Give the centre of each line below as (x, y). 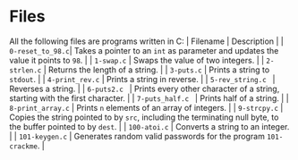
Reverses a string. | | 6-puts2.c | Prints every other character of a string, (145, 88)
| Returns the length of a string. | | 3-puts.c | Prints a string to (157, 70)
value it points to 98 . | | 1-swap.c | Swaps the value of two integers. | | (137, 60)
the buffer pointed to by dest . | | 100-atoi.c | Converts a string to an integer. (149, 126)
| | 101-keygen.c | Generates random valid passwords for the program (137, 136)
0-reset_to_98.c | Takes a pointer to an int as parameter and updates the (144, 50)
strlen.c (26, 70)
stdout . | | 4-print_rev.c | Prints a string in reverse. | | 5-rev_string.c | (142, 79)
